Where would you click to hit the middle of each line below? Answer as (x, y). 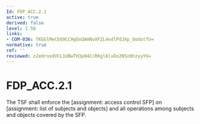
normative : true (26, 45)
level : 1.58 (21, 28)
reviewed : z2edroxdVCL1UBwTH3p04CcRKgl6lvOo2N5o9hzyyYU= (79, 56)
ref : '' (16, 51)
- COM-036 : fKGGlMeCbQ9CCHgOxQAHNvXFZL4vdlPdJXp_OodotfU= (80, 39)
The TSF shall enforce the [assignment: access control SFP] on (84, 102)
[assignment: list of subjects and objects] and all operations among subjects (100, 108)
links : (14, 34)
